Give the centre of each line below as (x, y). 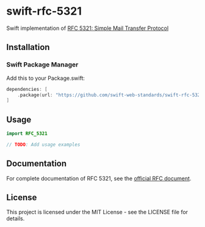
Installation (28, 47)
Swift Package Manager (42, 65)
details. (16, 218)
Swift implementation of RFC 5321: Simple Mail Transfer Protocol (88, 28)
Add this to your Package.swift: (46, 78)
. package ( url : (35, 95)
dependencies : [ (27, 89)
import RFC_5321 (27, 134)
